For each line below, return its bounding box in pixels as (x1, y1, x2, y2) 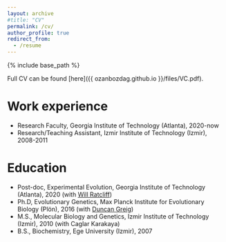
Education (7, 160, 67, 176)
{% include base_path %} (7, 61, 80, 69)
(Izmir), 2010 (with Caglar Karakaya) (17, 219, 120, 228)
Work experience (7, 99, 109, 114)
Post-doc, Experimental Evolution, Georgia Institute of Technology (17, 183, 206, 191)
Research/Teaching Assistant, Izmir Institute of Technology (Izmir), (17, 128, 207, 137)
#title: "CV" (7, 17, 45, 23)
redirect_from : (7, 36, 51, 43)
